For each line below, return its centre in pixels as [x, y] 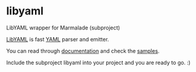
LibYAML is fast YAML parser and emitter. [58, 39]
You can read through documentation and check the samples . [83, 51]
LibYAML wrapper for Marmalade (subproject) [63, 28]
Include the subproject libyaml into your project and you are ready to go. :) [99, 62]
